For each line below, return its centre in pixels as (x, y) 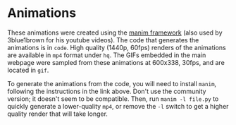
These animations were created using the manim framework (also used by (115, 32)
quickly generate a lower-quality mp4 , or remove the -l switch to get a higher (118, 106)
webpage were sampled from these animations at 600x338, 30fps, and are (116, 62)
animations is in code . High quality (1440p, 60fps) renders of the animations (117, 47)
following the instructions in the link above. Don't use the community (107, 91)
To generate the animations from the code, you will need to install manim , (112, 83)
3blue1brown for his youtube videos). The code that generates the (103, 40)
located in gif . (28, 70)
